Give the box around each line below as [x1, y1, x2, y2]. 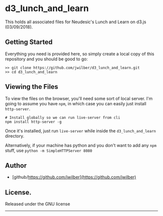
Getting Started [5, 38, 53, 46]
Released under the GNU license [5, 201, 70, 207]
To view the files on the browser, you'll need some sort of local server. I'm [5, 95, 153, 101]
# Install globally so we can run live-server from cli [5, 115, 120, 120]
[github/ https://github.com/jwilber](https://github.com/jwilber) [12, 174, 136, 180]
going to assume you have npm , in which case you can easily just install [5, 101, 147, 106]
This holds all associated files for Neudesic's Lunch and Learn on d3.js [5, 19, 147, 25]
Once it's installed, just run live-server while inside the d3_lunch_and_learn [5, 128, 156, 133]
